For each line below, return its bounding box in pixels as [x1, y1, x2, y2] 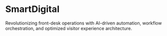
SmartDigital [5, 3, 60, 15]
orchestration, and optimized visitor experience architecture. [5, 25, 132, 31]
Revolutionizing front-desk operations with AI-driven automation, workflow [5, 20, 162, 26]
